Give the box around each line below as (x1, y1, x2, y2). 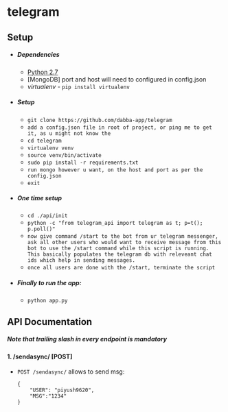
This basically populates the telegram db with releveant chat (27, 251, 213, 258)
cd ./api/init (27, 213, 68, 219)
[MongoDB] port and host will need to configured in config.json (27, 75, 207, 83)
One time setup (16, 194, 62, 202)
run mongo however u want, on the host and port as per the (27, 166, 203, 173)
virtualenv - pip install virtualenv (27, 82, 130, 90)
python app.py (27, 298, 68, 304)
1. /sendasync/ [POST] (7, 352, 73, 361)
